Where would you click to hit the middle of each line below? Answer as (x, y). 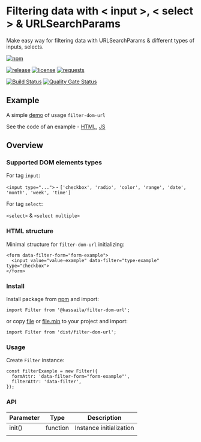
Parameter (25, 417)
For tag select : (25, 204)
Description (104, 417)
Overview (25, 145)
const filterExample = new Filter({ (52, 371)
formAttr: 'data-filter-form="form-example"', (71, 377)
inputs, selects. (25, 47)
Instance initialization (104, 428)
